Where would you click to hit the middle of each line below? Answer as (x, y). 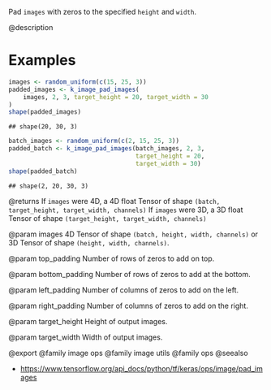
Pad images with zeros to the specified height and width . (103, 12)
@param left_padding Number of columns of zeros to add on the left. (124, 290)
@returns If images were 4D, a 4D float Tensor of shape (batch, (114, 201)
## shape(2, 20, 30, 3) (49, 186)
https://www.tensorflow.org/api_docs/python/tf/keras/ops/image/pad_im (142, 368)
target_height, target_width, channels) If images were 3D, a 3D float (126, 210)
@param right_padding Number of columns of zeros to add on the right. (129, 305)
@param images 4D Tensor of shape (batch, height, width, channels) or (133, 234)
